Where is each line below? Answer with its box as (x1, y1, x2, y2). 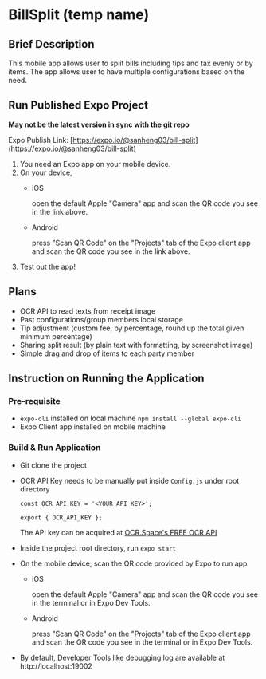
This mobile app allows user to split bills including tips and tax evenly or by (8, 58, 253, 68)
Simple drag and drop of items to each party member (19, 349, 195, 358)
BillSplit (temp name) (8, 6, 150, 24)
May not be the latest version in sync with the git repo (8, 120, 190, 129)
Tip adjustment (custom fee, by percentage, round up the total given (19, 323, 244, 333)
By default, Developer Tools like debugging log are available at (19, 653, 225, 662)
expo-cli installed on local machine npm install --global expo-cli (19, 413, 241, 424)
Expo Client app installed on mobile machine (19, 422, 166, 432)
